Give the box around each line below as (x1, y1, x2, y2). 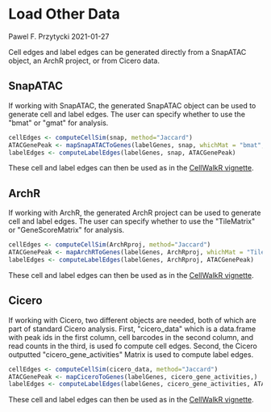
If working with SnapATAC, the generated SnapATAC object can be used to (8, 100, 256, 110)
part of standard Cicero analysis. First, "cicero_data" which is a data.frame (8, 324, 256, 334)
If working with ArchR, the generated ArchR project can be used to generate (8, 208, 261, 218)
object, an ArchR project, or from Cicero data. (8, 56, 160, 65)
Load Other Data (8, 5, 120, 23)
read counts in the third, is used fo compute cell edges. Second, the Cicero (8, 341, 258, 351)
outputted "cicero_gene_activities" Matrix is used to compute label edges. (8, 349, 254, 359)
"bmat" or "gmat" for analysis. (8, 118, 109, 128)
